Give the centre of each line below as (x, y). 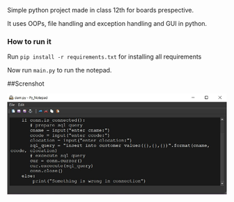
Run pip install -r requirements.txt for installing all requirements (104, 57)
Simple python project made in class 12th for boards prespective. (100, 10)
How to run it (29, 41)
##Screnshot (26, 84)
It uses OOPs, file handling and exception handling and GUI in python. (107, 23)
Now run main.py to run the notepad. (60, 70)
